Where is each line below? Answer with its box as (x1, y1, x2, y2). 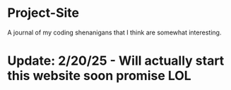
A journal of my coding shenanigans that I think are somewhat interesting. (7, 28, 222, 37)
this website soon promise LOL (7, 68, 192, 84)
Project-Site (7, 5, 80, 21)
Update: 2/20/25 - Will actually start (7, 53, 225, 69)
